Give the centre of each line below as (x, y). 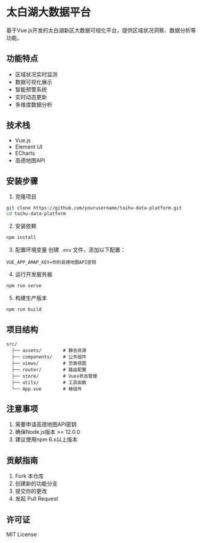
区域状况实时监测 (36, 74)
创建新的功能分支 (36, 484)
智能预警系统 (31, 89)
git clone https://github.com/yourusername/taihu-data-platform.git (94, 208)
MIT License (22, 534)
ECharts (25, 153)
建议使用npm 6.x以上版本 (46, 440)
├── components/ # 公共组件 (49, 357)
